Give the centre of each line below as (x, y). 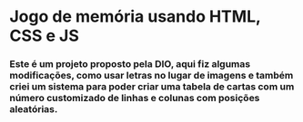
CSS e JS (45, 36)
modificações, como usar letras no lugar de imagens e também (151, 76)
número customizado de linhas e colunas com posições (135, 99)
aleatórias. (34, 109)
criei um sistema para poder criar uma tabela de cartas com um (152, 87)
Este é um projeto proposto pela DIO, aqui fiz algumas (130, 64)
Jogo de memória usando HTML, (135, 17)
